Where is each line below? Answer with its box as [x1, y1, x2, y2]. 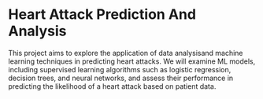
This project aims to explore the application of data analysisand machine [8, 48, 243, 57]
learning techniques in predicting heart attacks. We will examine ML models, [8, 57, 256, 66]
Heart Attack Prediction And [8, 5, 197, 24]
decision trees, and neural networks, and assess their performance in [8, 73, 234, 82]
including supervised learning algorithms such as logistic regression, [8, 64, 232, 74]
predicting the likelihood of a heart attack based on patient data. [8, 81, 217, 91]
